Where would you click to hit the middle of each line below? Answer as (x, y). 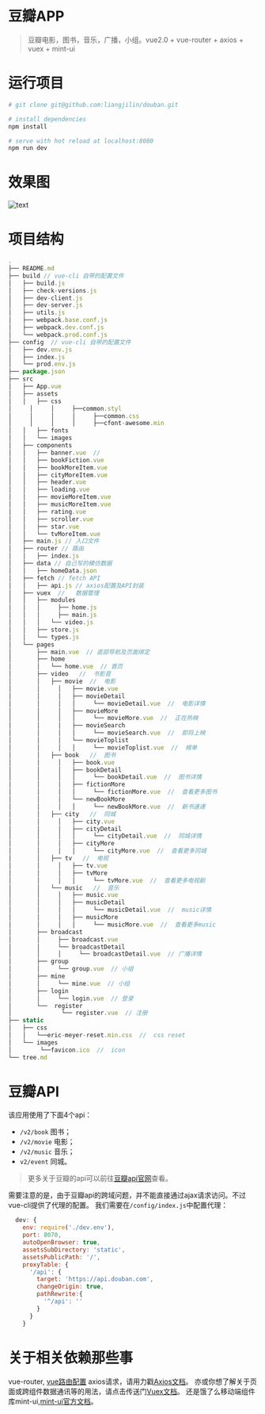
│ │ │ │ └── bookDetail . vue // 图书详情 (105, 777)
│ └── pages (32, 644)
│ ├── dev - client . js (45, 298)
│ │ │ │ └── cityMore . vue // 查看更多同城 (108, 851)
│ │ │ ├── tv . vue (58, 865)
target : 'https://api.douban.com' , (95, 1279)
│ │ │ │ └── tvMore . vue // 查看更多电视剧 (107, 880)
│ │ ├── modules (42, 600)
